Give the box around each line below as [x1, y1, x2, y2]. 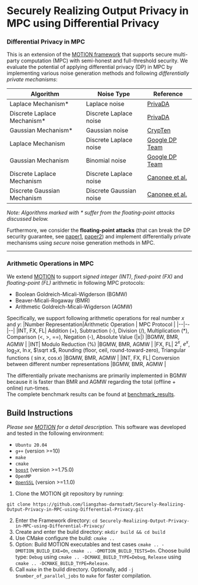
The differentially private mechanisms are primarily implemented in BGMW [6, 372, 187, 379]
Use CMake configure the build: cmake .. [15, 534, 115, 542]
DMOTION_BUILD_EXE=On [15, 549, 68, 554]
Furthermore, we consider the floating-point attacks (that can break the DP [6, 227, 190, 234]
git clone [6, 501, 31, 507]
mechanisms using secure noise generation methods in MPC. [6, 240, 155, 247]
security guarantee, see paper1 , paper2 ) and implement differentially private [6, 233, 192, 240]
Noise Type [97, 90, 130, 98]
